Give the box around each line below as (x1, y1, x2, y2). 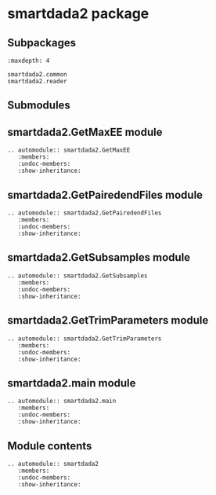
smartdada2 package (7, 5, 149, 23)
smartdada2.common (7, 71, 67, 79)
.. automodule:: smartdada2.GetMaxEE (7, 146, 131, 154)
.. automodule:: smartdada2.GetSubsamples (7, 272, 148, 280)
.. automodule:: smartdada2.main (7, 398, 117, 405)
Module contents (7, 439, 92, 453)
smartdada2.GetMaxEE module (7, 125, 163, 138)
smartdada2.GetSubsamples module (7, 251, 191, 264)
